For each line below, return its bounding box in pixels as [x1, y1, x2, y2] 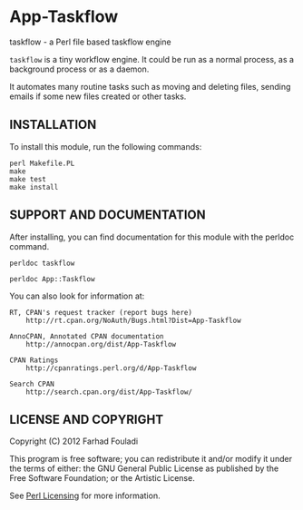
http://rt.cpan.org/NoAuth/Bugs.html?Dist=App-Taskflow [25, 316, 242, 325]
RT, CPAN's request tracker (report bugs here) [9, 308, 193, 317]
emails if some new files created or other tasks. [9, 91, 187, 102]
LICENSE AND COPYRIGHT [9, 411, 164, 427]
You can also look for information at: [9, 290, 145, 301]
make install [9, 182, 59, 191]
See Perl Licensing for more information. [9, 490, 161, 501]
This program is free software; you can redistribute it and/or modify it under [9, 454, 293, 465]
